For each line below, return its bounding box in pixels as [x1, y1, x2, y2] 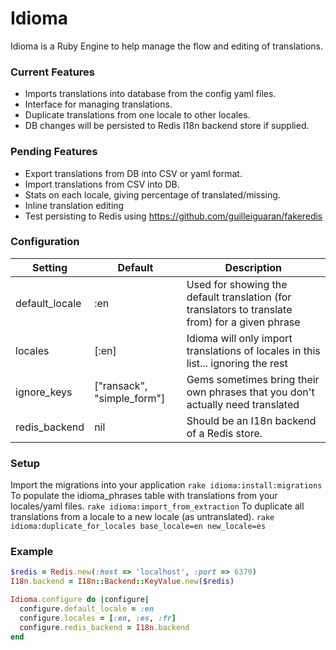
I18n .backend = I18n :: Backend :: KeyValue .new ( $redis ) [10, 577, 235, 587]
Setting [32, 260, 68, 274]
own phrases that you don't [186, 385, 315, 399]
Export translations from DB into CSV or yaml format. [24, 167, 243, 179]
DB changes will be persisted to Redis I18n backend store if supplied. [24, 120, 310, 132]
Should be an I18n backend [186, 413, 317, 427]
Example [10, 545, 54, 559]
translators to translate [186, 302, 293, 316]
